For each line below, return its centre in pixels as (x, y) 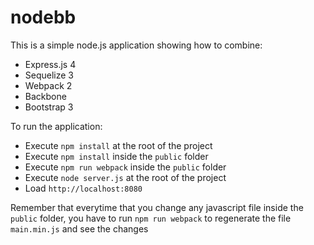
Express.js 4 (50, 64)
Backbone (45, 96)
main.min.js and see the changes (79, 228)
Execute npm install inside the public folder (116, 156)
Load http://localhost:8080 (83, 188)
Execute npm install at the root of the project (118, 145)
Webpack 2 (48, 85)
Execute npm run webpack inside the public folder (125, 167)
